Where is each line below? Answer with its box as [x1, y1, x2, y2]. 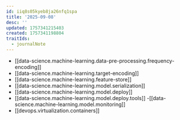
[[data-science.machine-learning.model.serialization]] [14, 82, 145, 89]
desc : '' [6, 19, 28, 25]
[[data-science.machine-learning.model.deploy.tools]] [14, 94, 146, 101]
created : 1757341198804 [6, 30, 64, 36]
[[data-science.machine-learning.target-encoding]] [14, 70, 139, 77]
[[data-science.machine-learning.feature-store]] [14, 76, 132, 83]
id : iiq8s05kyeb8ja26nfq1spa [6, 8, 77, 15]
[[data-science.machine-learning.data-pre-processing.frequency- [14, 57, 175, 64]
